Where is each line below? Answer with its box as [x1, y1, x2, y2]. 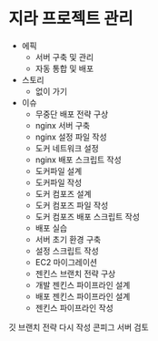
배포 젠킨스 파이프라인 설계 [35, 291, 131, 302]
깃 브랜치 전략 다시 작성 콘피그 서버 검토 [8, 321, 149, 333]
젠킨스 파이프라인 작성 [35, 302, 114, 313]
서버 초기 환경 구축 [35, 233, 102, 244]
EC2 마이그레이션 [35, 256, 97, 267]
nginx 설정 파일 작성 [35, 131, 107, 142]
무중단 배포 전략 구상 [35, 108, 109, 119]
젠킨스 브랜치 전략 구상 [35, 268, 116, 279]
